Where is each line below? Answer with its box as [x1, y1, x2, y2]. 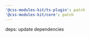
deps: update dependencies [5, 26, 65, 32]
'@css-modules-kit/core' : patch [5, 12, 74, 17]
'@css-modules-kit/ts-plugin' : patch [5, 7, 85, 13]
